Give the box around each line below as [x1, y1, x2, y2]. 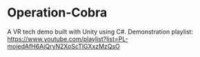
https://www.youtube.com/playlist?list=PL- [7, 34, 129, 43]
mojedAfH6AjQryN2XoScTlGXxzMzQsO [7, 42, 121, 50]
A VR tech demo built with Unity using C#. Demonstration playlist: [7, 27, 194, 36]
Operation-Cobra [7, 5, 108, 21]
